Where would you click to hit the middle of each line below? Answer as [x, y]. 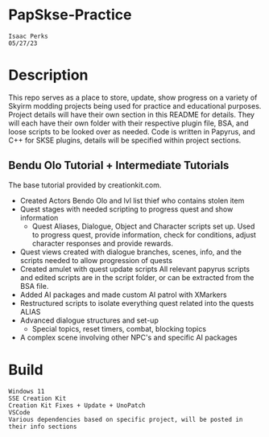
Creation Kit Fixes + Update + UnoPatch [77, 405]
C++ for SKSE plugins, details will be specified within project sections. [125, 140]
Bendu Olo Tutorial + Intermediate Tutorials [119, 165]
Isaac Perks [28, 36]
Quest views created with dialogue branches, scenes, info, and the [130, 252]
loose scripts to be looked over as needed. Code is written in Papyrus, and [132, 131]
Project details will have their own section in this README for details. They [132, 114]
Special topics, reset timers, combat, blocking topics [119, 328]
